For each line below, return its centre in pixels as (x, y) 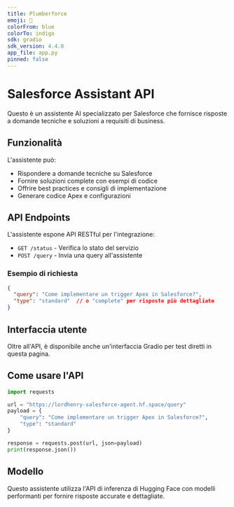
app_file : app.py (33, 53)
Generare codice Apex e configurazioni (74, 195)
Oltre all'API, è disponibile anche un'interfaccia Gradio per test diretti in (110, 346)
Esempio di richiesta (43, 274)
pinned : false (28, 60)
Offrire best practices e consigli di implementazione (92, 188)
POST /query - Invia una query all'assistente (80, 256)
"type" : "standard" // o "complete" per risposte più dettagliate (114, 301)
